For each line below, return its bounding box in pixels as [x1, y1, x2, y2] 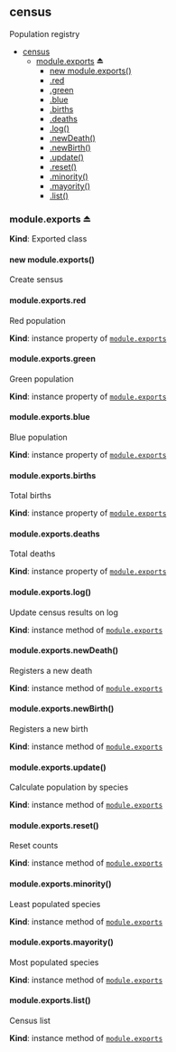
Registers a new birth [9, 723, 88, 734]
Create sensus [9, 274, 63, 285]
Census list [9, 1015, 51, 1026]
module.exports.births [9, 469, 97, 480]
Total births [9, 490, 51, 501]
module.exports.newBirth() [9, 703, 115, 715]
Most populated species [9, 956, 99, 968]
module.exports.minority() [9, 878, 112, 889]
